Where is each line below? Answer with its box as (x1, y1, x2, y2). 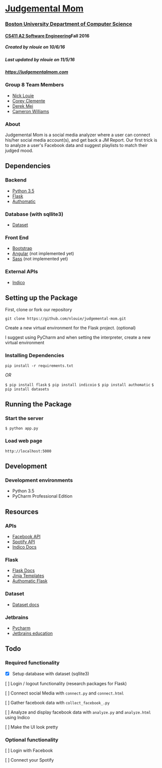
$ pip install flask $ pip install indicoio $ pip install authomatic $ (5, 382, 154, 387)
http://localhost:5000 (5, 448, 52, 454)
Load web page (5, 438, 43, 444)
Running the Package (5, 400, 72, 408)
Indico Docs (12, 544, 37, 550)
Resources (5, 508, 39, 516)
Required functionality (5, 659, 60, 666)
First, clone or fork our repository (5, 307, 72, 313)
